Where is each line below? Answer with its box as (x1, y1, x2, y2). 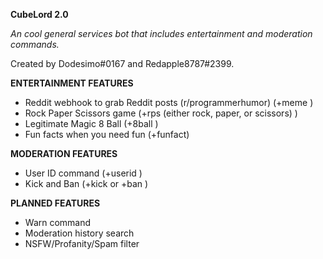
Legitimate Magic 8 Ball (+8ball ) (24, 118, 159, 129)
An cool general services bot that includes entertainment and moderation (10, 28, 313, 39)
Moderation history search (24, 227, 135, 239)
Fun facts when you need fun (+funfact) (24, 129, 190, 140)
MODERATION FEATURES (10, 148, 118, 159)
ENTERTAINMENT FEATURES (10, 77, 134, 89)
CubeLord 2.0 (10, 9, 69, 20)
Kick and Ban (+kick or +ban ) (24, 178, 149, 189)
